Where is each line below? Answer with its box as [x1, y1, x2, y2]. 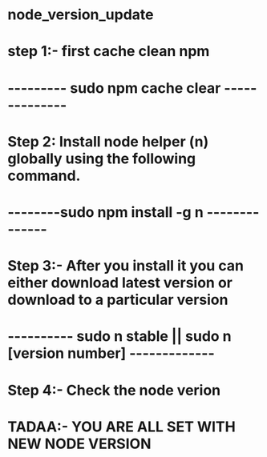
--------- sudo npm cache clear [7, 78, 221, 97]
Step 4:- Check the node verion [7, 381, 221, 399]
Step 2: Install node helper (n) [7, 132, 209, 150]
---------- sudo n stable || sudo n [7, 327, 232, 346]
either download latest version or [7, 274, 233, 292]
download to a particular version [7, 291, 229, 309]
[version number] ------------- [7, 344, 216, 363]
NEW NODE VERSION [7, 435, 152, 453]
